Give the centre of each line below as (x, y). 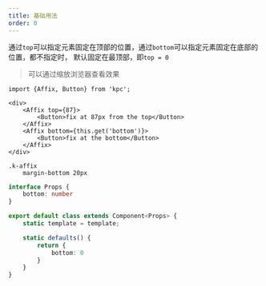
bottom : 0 (67, 252)
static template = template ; (71, 224)
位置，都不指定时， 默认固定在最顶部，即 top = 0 (89, 57)
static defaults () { (57, 238)
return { (52, 245)
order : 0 (23, 23)
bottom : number (48, 194)
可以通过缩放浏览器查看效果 (74, 73)
